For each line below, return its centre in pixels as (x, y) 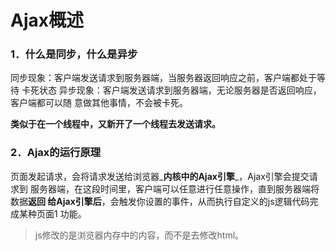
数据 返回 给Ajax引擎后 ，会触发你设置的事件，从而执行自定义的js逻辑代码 (160, 201)
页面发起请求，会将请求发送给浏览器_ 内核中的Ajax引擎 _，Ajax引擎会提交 (160, 176)
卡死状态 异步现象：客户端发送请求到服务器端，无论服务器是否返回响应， (171, 90)
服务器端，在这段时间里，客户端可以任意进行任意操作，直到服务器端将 (174, 188)
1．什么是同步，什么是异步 (74, 54)
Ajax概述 (47, 20)
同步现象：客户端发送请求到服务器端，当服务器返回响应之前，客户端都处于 (163, 78)
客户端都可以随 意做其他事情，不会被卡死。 (99, 103)
